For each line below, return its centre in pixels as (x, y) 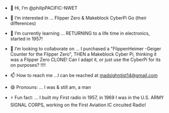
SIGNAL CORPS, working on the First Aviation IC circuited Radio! (78, 105)
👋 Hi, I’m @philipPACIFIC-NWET (44, 8)
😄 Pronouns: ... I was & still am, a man (50, 87)
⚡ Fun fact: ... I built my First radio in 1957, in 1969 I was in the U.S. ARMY (87, 97)
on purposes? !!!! (28, 65)
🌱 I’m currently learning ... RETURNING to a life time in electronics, (80, 33)
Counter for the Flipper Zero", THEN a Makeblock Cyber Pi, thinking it (83, 54)
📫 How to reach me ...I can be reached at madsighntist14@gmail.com (84, 75)
